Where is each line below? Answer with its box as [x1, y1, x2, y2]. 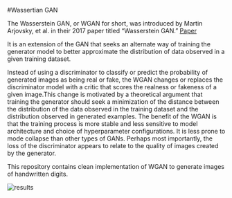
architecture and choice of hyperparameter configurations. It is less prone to [7, 127, 226, 135]
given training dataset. [7, 55, 71, 63]
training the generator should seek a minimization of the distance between [7, 98, 220, 106]
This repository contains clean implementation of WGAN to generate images [7, 163, 225, 170]
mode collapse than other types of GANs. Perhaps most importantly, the [7, 134, 213, 143]
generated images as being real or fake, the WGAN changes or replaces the [7, 75, 224, 84]
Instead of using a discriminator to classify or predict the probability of [7, 69, 208, 76]
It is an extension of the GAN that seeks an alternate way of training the [7, 40, 211, 48]
